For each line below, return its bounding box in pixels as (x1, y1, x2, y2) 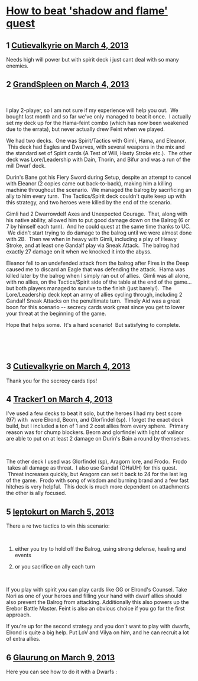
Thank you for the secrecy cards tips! (6, 377, 98, 384)
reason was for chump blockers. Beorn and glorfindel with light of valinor (6, 429, 184, 436)
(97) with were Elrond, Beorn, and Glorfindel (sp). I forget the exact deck (6, 416, 184, 423)
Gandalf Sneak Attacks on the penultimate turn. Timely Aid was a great (6, 297, 180, 304)
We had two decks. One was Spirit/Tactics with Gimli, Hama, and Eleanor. (6, 137, 186, 144)
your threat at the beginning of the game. (6, 310, 106, 317)
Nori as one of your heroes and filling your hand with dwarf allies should (6, 592, 182, 599)
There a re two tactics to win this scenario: (6, 522, 110, 529)
